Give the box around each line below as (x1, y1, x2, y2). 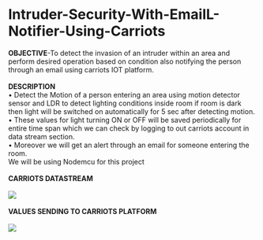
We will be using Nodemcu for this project (8, 157, 145, 166)
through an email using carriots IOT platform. (8, 65, 154, 74)
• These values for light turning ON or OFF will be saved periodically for (8, 115, 242, 124)
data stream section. (8, 131, 75, 141)
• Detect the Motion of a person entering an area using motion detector (8, 90, 241, 99)
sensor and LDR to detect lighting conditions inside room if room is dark (8, 98, 242, 108)
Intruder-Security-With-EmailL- (8, 6, 220, 24)
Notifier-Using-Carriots (8, 22, 166, 40)
